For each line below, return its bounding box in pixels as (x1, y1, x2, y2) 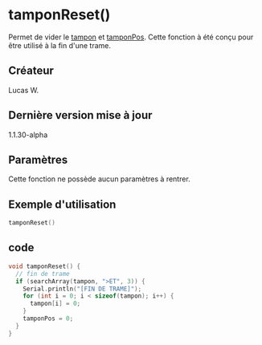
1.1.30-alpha (8, 130, 48, 140)
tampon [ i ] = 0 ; (29, 299, 81, 308)
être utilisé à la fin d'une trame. (8, 40, 111, 50)
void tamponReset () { (8, 262, 81, 270)
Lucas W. (8, 85, 39, 95)
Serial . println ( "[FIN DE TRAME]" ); (23, 285, 142, 293)
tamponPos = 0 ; (23, 315, 74, 323)
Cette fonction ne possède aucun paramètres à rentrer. (8, 174, 190, 184)
